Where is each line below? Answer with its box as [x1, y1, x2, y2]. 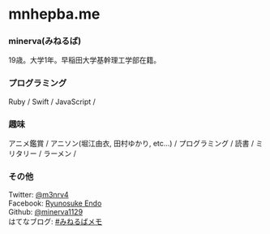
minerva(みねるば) [8, 36, 82, 47]
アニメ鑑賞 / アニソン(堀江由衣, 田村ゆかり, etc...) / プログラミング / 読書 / [8, 139, 255, 149]
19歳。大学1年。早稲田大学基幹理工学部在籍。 [8, 55, 161, 65]
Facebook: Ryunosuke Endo [8, 198, 102, 208]
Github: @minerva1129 [8, 207, 84, 217]
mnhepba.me [8, 5, 101, 24]
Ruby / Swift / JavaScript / [8, 97, 96, 106]
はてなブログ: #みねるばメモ [8, 217, 103, 227]
